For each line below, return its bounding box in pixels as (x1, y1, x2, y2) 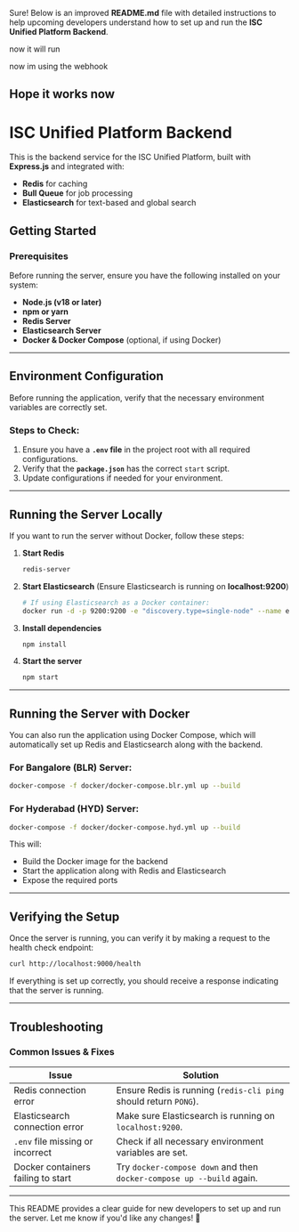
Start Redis (21, 547, 65, 558)
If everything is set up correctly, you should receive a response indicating (9, 976, 279, 986)
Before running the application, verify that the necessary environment (9, 392, 264, 403)
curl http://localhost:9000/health (9, 960, 141, 969)
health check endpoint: (9, 943, 94, 953)
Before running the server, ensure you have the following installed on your (9, 271, 280, 281)
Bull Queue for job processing (21, 188, 133, 199)
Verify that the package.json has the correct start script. (21, 463, 230, 474)
